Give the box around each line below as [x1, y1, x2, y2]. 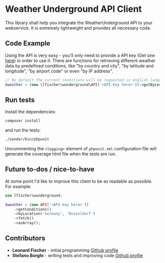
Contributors [5, 234, 46, 242]
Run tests [5, 96, 35, 104]
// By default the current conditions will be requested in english [5, 77, 148, 82]
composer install [5, 118, 41, 124]
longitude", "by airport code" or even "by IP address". [5, 68, 113, 74]
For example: [5, 183, 32, 189]
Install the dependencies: [5, 109, 56, 115]
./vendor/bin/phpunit [5, 137, 50, 142]
